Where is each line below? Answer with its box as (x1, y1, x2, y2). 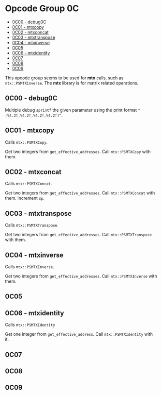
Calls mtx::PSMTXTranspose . (5, 222, 59, 228)
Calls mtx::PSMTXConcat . (5, 181, 52, 187)
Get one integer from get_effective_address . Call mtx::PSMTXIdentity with (5, 331, 153, 337)
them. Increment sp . (5, 195, 45, 201)
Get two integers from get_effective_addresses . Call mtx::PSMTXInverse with (5, 273, 157, 279)
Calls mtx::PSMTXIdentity (5, 322, 56, 328)
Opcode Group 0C (5, 3, 79, 14)
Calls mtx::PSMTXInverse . (5, 264, 54, 270)
